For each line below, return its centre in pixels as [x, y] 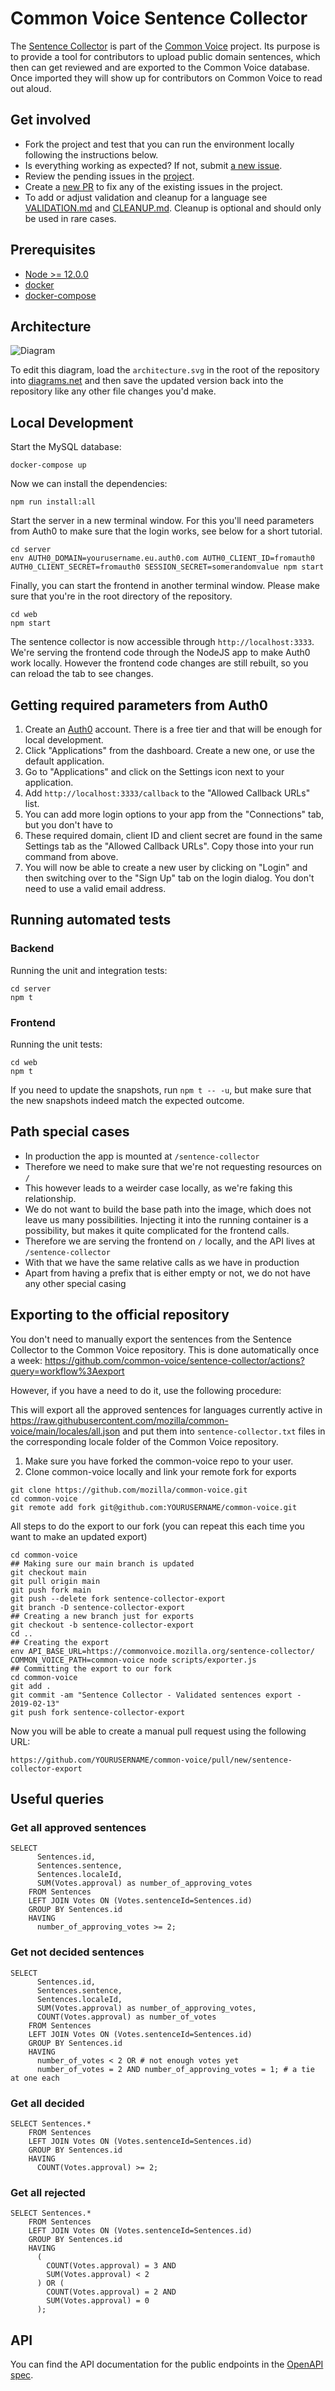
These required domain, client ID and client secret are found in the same [173, 835]
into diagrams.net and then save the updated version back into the [147, 381]
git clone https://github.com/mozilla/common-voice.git [129, 1490]
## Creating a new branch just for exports [102, 1616]
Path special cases [70, 1132]
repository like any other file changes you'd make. [113, 391]
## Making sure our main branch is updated [102, 1563]
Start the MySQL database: [66, 447]
